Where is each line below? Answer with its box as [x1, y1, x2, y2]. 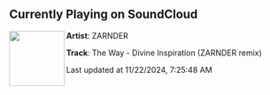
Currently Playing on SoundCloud [9, 7, 198, 22]
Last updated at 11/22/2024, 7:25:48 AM [66, 64, 212, 75]
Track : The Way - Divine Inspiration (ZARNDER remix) [66, 47, 263, 58]
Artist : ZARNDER [66, 30, 128, 40]
